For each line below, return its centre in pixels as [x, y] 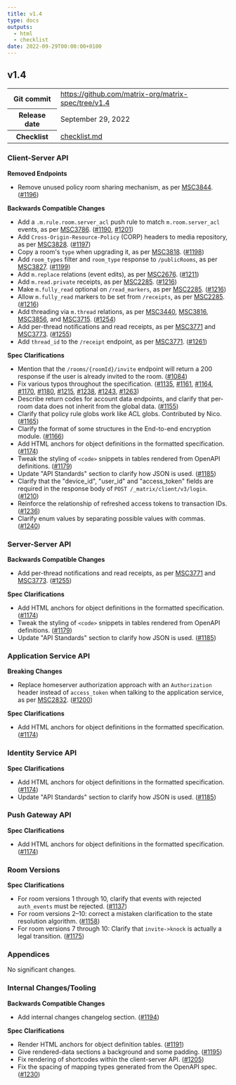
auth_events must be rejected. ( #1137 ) [72, 906]
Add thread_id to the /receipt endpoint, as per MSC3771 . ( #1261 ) [112, 341]
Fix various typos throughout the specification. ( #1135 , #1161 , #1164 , [115, 384]
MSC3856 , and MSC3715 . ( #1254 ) [66, 319]
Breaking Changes [35, 671]
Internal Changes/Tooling [52, 988]
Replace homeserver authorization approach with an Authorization [114, 685]
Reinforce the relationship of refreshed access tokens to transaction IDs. [122, 503]
